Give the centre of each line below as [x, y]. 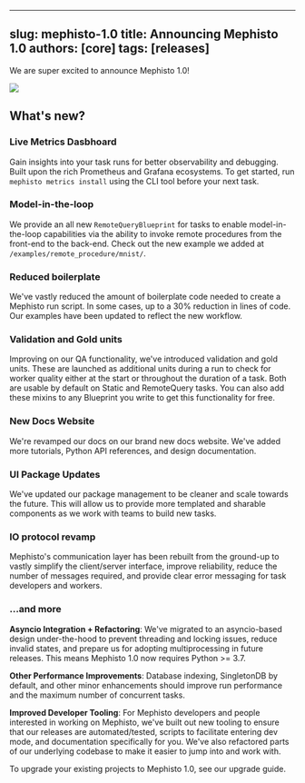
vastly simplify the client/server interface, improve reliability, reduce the [143, 566]
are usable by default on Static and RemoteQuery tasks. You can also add [147, 388]
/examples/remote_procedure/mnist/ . [78, 253]
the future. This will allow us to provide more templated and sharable [138, 503]
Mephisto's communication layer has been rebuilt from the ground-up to [144, 557]
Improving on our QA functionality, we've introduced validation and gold [144, 359]
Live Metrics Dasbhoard [63, 142]
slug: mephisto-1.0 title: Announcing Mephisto [144, 34]
